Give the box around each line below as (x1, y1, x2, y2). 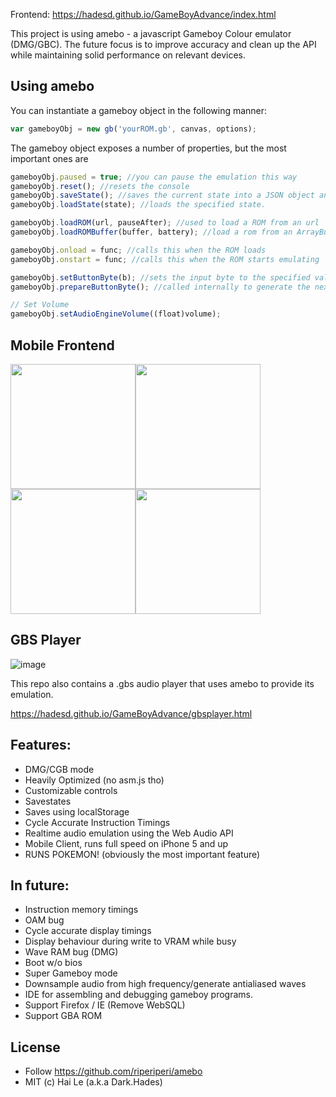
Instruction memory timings (24, 904, 139, 916)
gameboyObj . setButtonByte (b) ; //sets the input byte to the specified (10, 272, 311, 283)
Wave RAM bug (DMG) (24, 946, 119, 958)
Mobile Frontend (10, 337, 115, 354)
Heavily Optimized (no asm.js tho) (24, 774, 165, 786)
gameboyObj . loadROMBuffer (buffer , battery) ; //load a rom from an (10, 227, 293, 238)
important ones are (10, 152, 89, 164)
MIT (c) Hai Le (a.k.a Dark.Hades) (24, 1076, 163, 1088)
